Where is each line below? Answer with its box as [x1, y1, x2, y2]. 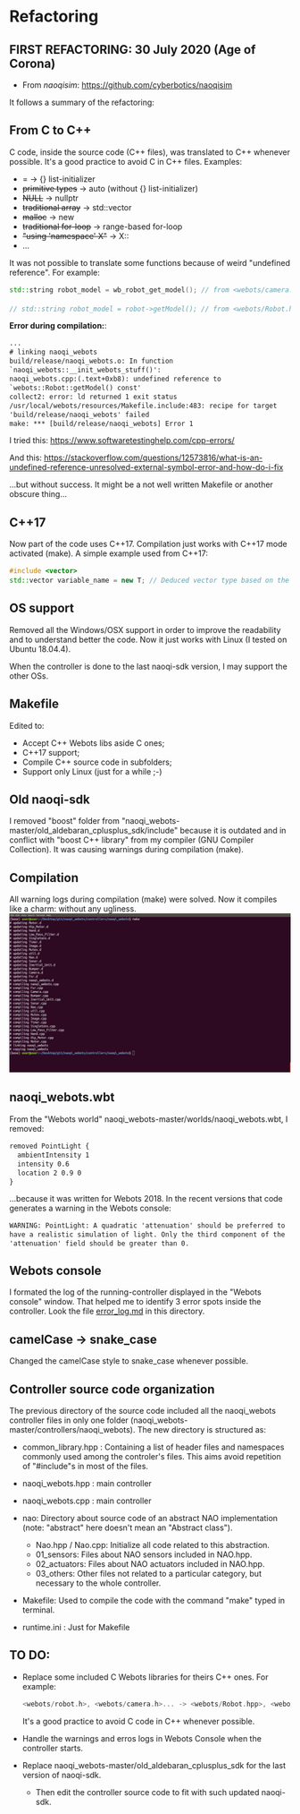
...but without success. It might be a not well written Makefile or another [9, 479, 274, 490]
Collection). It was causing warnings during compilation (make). [9, 844, 244, 855]
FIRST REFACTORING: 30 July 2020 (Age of [9, 42, 256, 57]
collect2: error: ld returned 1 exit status [9, 392, 178, 402]
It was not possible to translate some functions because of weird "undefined [9, 257, 290, 268]
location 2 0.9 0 [17, 1168, 82, 1177]
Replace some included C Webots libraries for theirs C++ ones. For [21, 1672, 269, 1682]
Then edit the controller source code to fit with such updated [35, 1786, 260, 1797]
